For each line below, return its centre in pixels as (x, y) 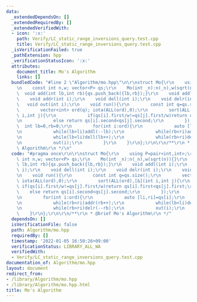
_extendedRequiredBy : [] (42, 22)
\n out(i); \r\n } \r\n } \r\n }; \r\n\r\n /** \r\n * (103, 142)
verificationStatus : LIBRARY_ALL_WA (56, 246)
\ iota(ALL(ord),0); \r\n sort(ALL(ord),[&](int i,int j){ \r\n (103, 181)
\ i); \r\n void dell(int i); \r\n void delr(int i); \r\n (94, 170)
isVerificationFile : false (44, 224)
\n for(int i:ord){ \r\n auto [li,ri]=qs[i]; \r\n (101, 197)
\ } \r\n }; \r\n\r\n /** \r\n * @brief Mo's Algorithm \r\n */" (94, 214)
